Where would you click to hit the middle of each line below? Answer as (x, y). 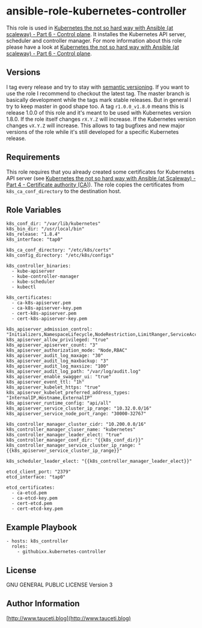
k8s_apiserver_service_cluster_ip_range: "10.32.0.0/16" (79, 408)
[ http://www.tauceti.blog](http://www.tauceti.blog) (69, 618)
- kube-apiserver (33, 271)
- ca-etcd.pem (29, 493)
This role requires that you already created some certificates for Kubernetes (100, 172)
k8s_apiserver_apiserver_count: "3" (52, 345)
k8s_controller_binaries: (38, 266)
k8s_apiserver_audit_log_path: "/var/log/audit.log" (74, 372)
